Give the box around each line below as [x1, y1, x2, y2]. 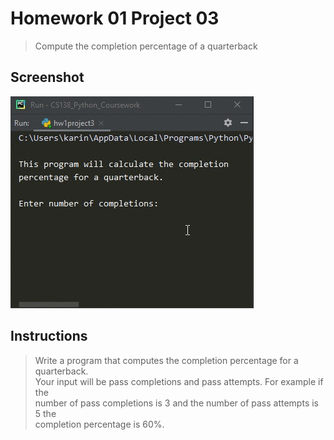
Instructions [10, 328, 88, 345]
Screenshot [10, 69, 85, 86]
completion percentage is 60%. [34, 418, 165, 430]
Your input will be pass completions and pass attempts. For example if [34, 375, 324, 387]
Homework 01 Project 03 [10, 7, 220, 30]
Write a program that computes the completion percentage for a [34, 354, 299, 366]
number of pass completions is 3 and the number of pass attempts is [34, 397, 319, 409]
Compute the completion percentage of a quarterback [34, 40, 258, 52]
